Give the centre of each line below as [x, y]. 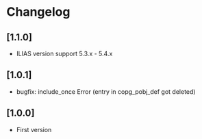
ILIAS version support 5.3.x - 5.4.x [64, 53]
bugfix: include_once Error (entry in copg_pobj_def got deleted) [106, 91]
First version [34, 129]
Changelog [38, 12]
